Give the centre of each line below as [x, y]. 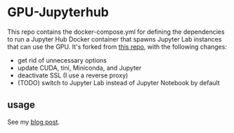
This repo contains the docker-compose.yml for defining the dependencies [116, 32]
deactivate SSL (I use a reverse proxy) [73, 75]
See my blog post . [33, 122]
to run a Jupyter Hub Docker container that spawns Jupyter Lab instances [115, 39]
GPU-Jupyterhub [58, 12]
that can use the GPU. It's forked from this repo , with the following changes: [117, 46]
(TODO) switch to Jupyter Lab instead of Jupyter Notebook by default [118, 82]
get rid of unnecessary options [62, 60]
